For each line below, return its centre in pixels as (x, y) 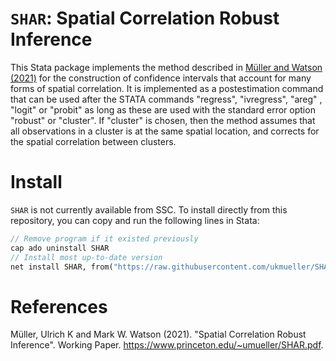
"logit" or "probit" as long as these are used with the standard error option (163, 109)
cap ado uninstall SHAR (60, 248)
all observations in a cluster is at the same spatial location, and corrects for (165, 131)
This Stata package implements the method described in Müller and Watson (166, 67)
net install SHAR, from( (62, 267)
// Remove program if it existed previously (104, 238)
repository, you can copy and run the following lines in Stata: (135, 220)
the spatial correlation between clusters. (93, 141)
